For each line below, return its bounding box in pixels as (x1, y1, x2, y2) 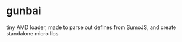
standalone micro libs (6, 30, 59, 37)
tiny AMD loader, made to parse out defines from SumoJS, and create (6, 24, 177, 31)
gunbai (6, 4, 41, 18)
